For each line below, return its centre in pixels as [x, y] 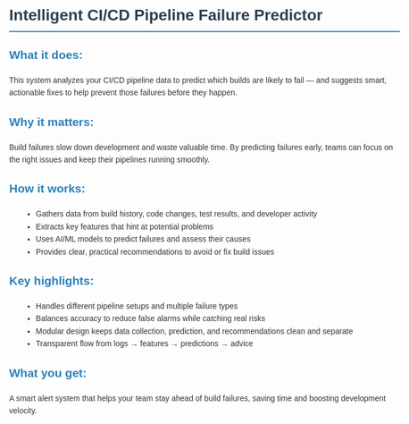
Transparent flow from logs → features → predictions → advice [144, 344]
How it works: [47, 189]
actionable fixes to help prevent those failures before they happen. [123, 93]
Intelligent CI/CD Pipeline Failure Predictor [166, 16]
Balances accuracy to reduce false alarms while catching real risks [150, 318]
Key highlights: [52, 280]
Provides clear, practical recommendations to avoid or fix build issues [155, 251]
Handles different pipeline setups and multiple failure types [137, 306]
